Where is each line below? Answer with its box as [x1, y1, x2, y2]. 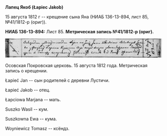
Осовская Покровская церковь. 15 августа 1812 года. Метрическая [5, 63, 148, 68]
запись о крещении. [5, 68, 48, 74]
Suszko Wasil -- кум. [5, 106, 49, 112]
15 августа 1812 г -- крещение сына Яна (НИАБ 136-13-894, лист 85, [5, 14, 149, 19]
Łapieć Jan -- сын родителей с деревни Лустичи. [5, 77, 110, 83]
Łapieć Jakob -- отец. [5, 87, 51, 93]
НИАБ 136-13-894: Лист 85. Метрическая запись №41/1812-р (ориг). [5, 29, 154, 34]
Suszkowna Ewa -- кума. [5, 116, 57, 122]
